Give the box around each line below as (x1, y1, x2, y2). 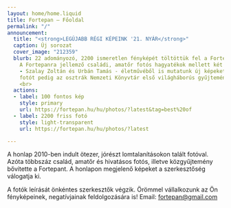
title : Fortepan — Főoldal (7, 17, 85, 23)
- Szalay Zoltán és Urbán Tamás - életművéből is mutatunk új (19, 67, 201, 74)
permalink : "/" (7, 23, 51, 30)
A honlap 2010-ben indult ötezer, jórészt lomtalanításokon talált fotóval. (7, 150, 209, 158)
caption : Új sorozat (13, 42, 72, 49)
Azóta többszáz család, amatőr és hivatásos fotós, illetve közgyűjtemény (7, 158, 213, 166)
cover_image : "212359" (13, 49, 78, 56)
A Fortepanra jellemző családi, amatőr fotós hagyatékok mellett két (19, 61, 223, 68)
